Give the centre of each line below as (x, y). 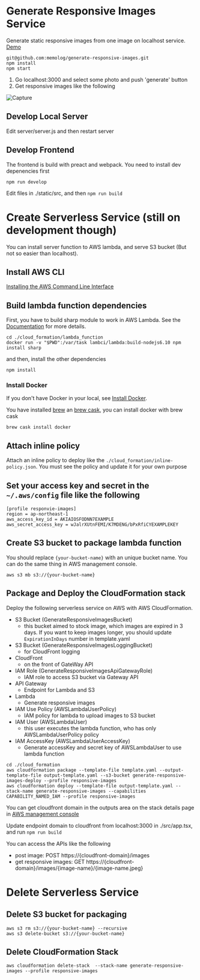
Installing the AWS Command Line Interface (60, 286)
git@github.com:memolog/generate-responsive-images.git (77, 58)
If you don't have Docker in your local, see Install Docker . (77, 398)
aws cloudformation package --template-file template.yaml (82, 770)
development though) (62, 230)
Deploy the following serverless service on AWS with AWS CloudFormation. (100, 608)
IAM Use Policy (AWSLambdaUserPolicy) (66, 709)
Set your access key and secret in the (78, 485)
